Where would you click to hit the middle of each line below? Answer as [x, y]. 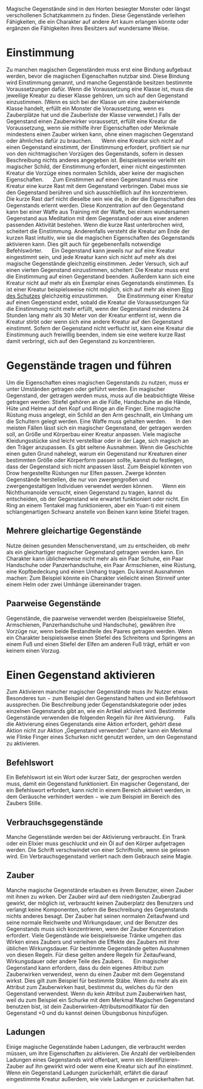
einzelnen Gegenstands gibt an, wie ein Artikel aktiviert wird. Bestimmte [96, 711]
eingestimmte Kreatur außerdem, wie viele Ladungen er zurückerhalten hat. [101, 1079]
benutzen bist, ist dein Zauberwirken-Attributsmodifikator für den [88, 1006]
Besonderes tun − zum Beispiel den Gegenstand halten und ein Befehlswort [101, 698]
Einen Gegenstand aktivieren [81, 675]
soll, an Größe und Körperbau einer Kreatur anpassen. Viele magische [94, 434]
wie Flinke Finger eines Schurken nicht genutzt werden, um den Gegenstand [102, 737]
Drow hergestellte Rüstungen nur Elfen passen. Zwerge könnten [86, 473]
